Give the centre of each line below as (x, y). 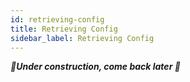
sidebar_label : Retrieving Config (82, 38)
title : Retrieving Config (64, 29)
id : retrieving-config (57, 19)
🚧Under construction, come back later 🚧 (95, 67)
